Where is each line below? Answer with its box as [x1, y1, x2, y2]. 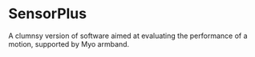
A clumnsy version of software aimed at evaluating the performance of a [8, 31, 248, 40]
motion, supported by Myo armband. [8, 39, 130, 48]
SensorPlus [8, 5, 87, 23]
